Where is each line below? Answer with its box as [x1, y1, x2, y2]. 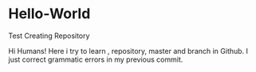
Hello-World [8, 5, 91, 23]
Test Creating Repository [8, 31, 90, 40]
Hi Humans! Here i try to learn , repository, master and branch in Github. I [8, 46, 249, 55]
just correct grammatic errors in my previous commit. [8, 55, 183, 64]
